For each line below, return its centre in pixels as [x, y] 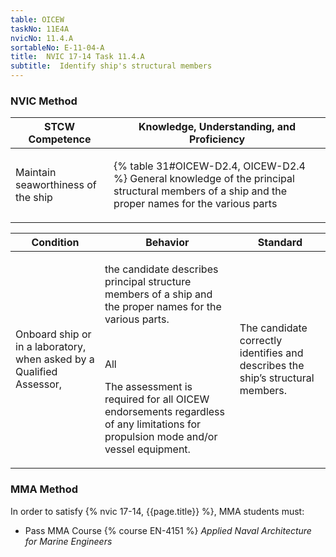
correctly [261, 341]
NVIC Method [44, 101]
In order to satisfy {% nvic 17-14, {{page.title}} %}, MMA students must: [157, 511]
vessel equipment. [147, 449]
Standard [280, 243]
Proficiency [217, 139]
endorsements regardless [165, 412]
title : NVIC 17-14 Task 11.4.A [77, 57]
